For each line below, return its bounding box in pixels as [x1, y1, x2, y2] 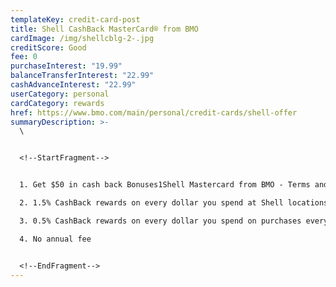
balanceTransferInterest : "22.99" [10, 71, 155, 81]
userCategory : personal [10, 89, 110, 99]
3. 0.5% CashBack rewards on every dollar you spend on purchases [19, 216, 302, 226]
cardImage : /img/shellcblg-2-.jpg [10, 33, 155, 43]
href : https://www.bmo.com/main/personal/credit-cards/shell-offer [10, 107, 298, 118]
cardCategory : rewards [10, 98, 105, 108]
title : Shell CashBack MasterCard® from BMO [10, 24, 199, 34]
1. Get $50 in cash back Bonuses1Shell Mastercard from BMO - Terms [19, 180, 311, 190]
